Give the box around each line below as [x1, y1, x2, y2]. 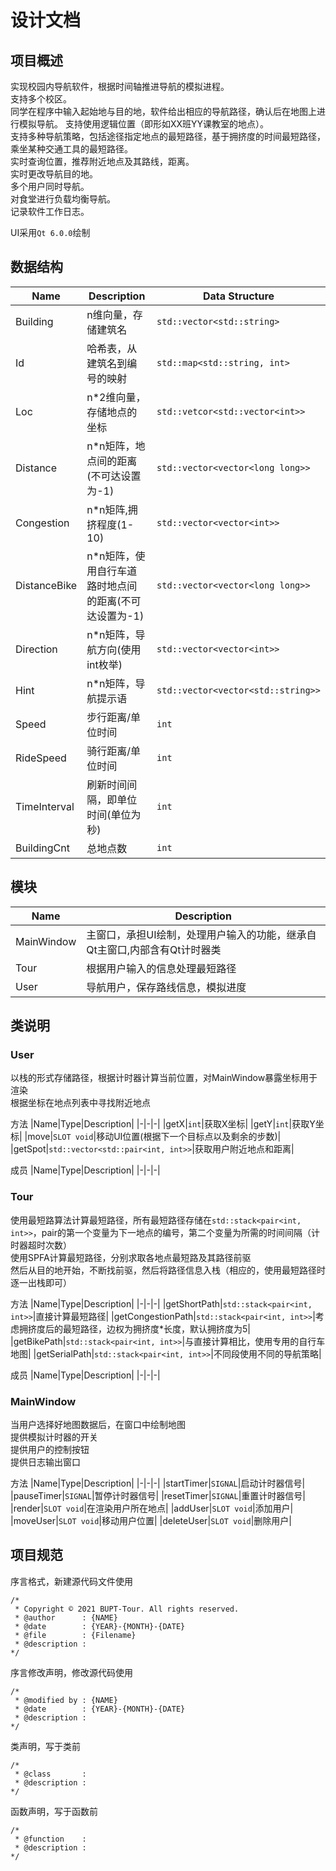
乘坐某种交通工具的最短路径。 [10, 143, 133, 155]
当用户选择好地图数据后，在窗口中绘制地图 [10, 1418, 186, 1430]
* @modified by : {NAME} [14, 1695, 118, 1705]
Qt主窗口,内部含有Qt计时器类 [86, 942, 222, 956]
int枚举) [86, 657, 123, 671]
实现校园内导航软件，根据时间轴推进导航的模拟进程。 [10, 81, 230, 92]
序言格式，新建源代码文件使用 [10, 1575, 133, 1587]
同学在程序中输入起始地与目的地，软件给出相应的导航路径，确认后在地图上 [10, 106, 317, 117]
